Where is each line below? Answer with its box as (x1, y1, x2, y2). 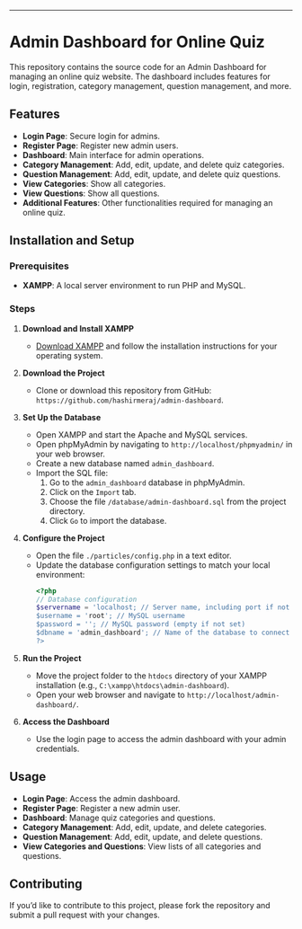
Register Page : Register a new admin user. (22, 802, 182, 813)
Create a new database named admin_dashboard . (35, 457, 215, 468)
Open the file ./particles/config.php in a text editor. (35, 550, 232, 561)
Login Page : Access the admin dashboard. (22, 792, 181, 804)
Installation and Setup (9, 233, 135, 248)
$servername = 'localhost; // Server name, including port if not (35, 603, 290, 612)
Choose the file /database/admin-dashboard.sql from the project (49, 496, 287, 507)
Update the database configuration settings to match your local (35, 559, 271, 571)
